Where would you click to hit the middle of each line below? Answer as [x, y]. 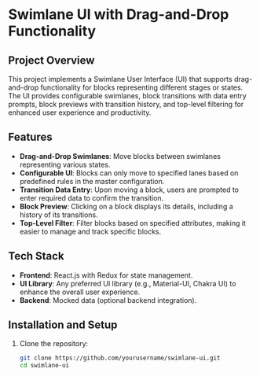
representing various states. [65, 164]
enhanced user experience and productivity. [80, 112]
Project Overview [51, 60]
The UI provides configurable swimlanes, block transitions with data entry [128, 96]
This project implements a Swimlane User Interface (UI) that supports [121, 79]
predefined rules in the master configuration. [92, 181]
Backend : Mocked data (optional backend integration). [108, 300]
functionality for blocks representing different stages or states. [142, 87]
